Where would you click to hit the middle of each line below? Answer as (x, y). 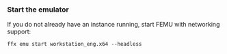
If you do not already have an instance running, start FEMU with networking (113, 25)
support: (19, 31)
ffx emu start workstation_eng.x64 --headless (75, 44)
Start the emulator (38, 10)
